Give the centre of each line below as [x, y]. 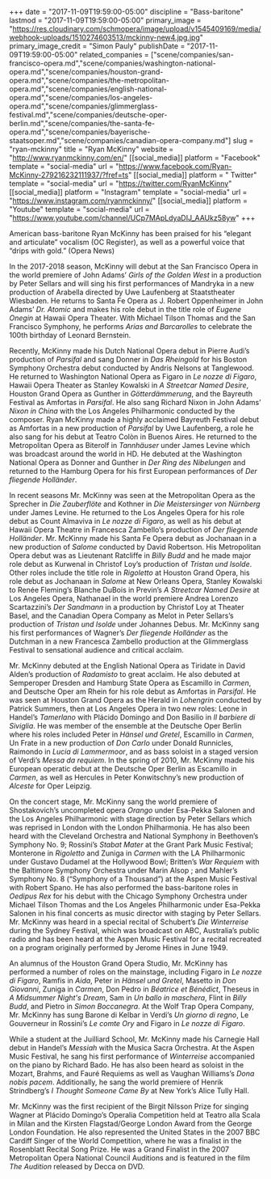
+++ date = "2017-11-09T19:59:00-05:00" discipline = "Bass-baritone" [127, 12]
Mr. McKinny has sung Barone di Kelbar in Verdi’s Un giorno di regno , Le [129, 1015]
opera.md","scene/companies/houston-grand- [86, 72]
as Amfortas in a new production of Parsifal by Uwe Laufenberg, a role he [131, 428]
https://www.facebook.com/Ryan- [175, 166]
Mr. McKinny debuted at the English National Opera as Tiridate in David [127, 666]
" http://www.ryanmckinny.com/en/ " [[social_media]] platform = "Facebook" [135, 158]
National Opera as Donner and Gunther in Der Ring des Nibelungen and [127, 463]
